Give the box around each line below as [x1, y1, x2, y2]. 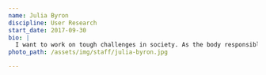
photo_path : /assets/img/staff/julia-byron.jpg [8, 48, 169, 56]
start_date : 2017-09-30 [8, 26, 87, 34]
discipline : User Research [8, 19, 97, 27]
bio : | [8, 33, 30, 42]
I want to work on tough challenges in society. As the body [15, 41, 222, 49]
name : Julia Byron [8, 11, 69, 20]
